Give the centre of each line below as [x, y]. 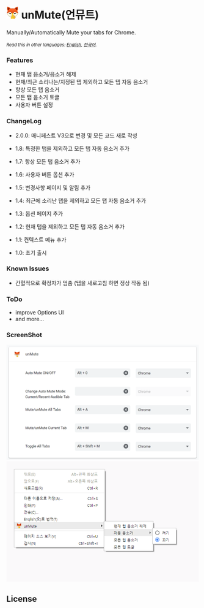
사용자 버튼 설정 [34, 105]
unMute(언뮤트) [60, 15]
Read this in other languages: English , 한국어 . [52, 45]
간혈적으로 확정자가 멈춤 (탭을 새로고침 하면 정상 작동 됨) [82, 283]
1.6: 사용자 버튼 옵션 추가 [45, 174]
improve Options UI [39, 313]
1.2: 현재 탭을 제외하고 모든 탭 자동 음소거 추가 [70, 226]
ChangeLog [24, 121]
